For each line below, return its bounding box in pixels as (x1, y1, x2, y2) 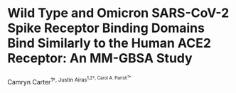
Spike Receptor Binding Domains (7, 20, 205, 36)
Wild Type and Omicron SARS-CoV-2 (7, 5, 230, 21)
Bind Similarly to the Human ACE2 (7, 35, 212, 51)
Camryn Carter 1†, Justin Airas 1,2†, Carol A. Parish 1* (7, 73, 132, 86)
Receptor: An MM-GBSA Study (7, 50, 193, 67)
